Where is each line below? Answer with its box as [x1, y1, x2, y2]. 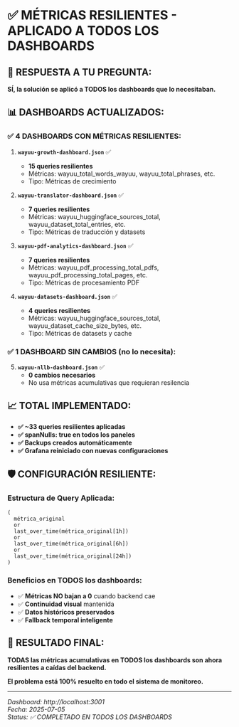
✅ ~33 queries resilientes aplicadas [17, 422, 126, 430]
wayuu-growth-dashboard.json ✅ [17, 147, 112, 156]
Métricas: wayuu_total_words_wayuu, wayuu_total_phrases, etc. [28, 169, 216, 178]
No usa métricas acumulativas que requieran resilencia [28, 378, 190, 387]
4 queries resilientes [28, 306, 91, 314]
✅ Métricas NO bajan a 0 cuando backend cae [17, 591, 156, 600]
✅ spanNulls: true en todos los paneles [17, 430, 135, 439]
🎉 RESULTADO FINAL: [7, 637, 105, 649]
